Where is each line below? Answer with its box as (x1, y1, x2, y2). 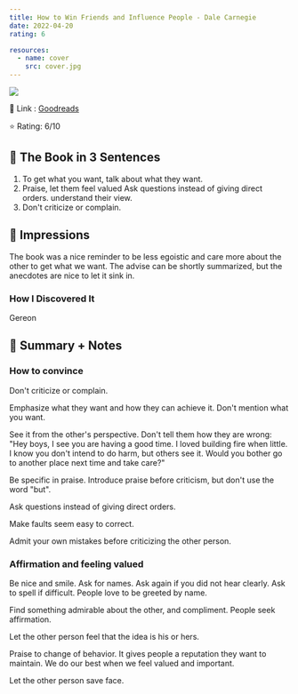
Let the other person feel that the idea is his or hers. (9, 631, 200, 642)
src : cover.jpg (25, 62, 82, 71)
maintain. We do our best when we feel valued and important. (9, 658, 235, 668)
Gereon (9, 312, 37, 323)
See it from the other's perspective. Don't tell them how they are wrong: (9, 428, 273, 440)
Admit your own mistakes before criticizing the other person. (9, 535, 231, 546)
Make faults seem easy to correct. (9, 518, 135, 529)
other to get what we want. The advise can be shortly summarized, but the (9, 260, 283, 271)
